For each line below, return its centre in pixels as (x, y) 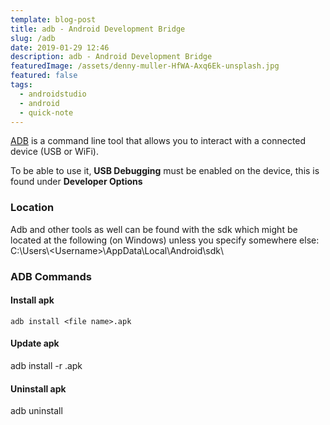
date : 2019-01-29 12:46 (60, 47)
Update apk (35, 343)
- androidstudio (53, 94)
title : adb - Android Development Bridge (98, 29)
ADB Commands (51, 276)
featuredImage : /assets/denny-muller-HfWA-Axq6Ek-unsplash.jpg (145, 66)
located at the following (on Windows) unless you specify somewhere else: (165, 240)
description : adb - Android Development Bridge (111, 57)
